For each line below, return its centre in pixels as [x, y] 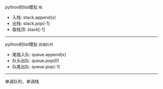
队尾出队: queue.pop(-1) [36, 67]
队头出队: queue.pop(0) [35, 60]
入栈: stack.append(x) [34, 17]
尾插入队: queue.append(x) [39, 54]
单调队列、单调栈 [22, 82]
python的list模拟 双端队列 [29, 44]
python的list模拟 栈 [24, 7]
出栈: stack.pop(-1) [31, 23]
